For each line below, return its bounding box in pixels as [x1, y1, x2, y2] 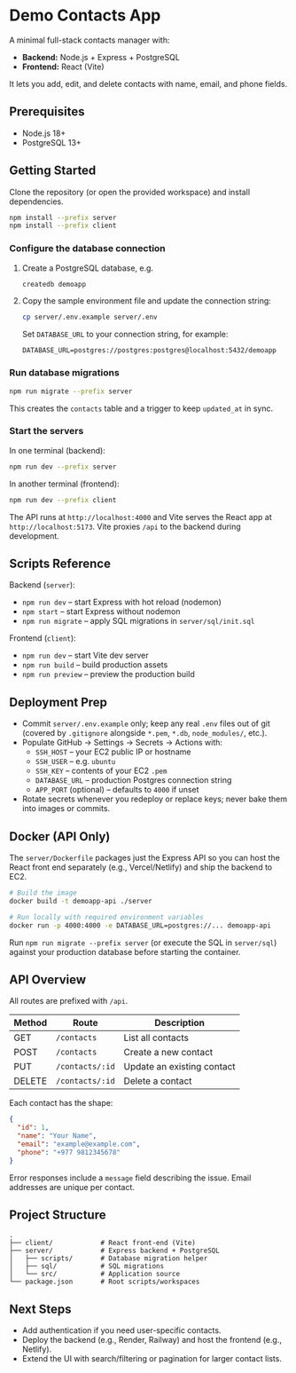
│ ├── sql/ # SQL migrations [9, 1262, 165, 1271]
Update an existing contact [123, 1061, 237, 1073]
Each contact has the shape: [9, 1098, 113, 1109]
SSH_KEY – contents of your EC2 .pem [35, 765, 167, 777]
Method [13, 1017, 48, 1030]
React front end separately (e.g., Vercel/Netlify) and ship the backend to [9, 862, 273, 872]
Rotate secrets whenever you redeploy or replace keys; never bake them [21, 793, 288, 804]
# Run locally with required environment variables [9, 912, 204, 921]
